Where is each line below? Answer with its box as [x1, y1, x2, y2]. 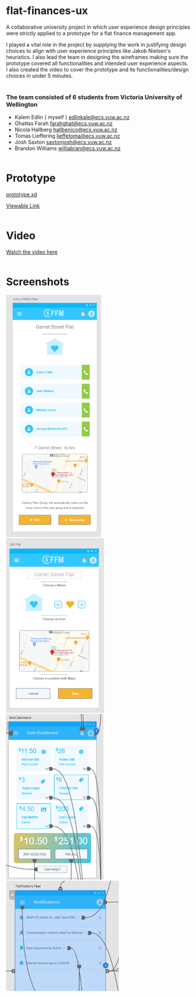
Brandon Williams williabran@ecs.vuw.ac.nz [14, 145, 121, 152]
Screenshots [6, 275, 70, 288]
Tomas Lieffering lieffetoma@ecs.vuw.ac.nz [14, 132, 121, 139]
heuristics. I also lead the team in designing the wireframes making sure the [6, 53, 188, 60]
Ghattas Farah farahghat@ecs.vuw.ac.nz [14, 120, 113, 127]
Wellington [6, 100, 38, 108]
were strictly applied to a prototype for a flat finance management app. [6, 29, 177, 36]
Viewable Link [6, 202, 40, 209]
